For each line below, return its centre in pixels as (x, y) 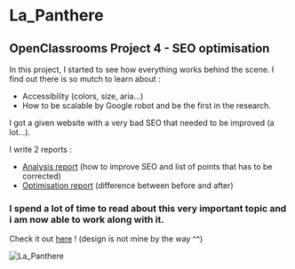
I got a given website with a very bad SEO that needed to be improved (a (142, 123)
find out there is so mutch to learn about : (85, 79)
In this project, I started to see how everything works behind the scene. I (142, 69)
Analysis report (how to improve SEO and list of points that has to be (147, 166)
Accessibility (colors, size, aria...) (83, 96)
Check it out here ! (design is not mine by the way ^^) (106, 239)
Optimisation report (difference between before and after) (128, 186)
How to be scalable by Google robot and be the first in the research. (146, 106)
